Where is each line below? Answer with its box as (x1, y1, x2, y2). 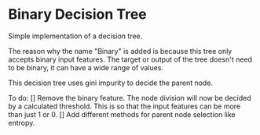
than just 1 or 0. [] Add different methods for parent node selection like (8, 109, 236, 119)
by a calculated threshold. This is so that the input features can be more (8, 101, 241, 111)
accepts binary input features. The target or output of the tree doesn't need (8, 55, 253, 64)
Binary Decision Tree (8, 5, 147, 23)
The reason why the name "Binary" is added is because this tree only (8, 46, 233, 55)
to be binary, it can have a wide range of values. (8, 62, 163, 72)
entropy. (8, 118, 35, 127)
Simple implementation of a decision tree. (8, 31, 143, 41)
